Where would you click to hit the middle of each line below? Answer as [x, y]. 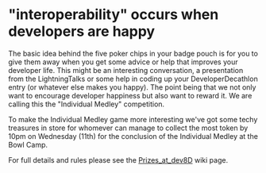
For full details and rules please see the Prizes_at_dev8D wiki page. [118, 160]
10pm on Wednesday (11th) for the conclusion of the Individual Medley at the [133, 136]
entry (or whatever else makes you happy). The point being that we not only [132, 87]
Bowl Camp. [28, 144]
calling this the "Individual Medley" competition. [87, 104]
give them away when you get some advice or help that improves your [123, 62]
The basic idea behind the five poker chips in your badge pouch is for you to [133, 53]
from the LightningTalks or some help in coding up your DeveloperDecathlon [133, 79]
